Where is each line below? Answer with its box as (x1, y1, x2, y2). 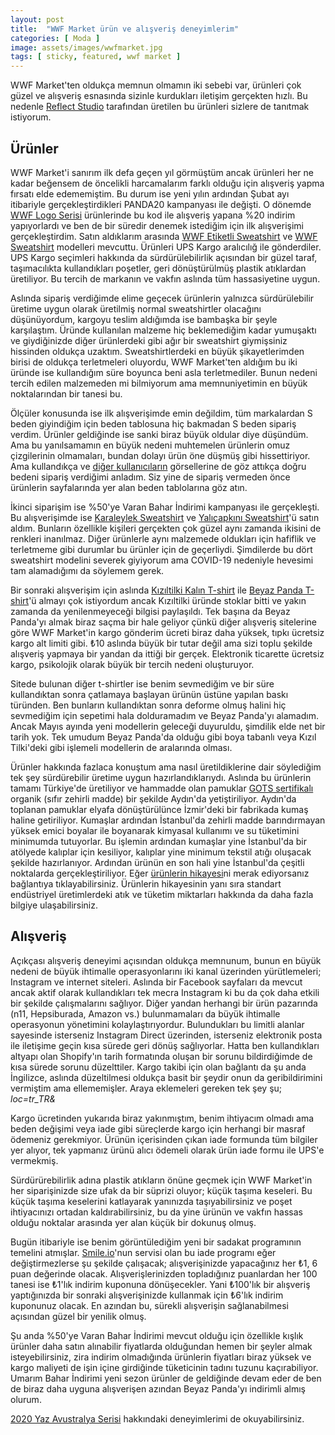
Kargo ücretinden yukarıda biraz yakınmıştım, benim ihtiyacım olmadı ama (10, 1112, 315, 1124)
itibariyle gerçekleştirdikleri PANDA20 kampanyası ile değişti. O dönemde (10, 198, 312, 210)
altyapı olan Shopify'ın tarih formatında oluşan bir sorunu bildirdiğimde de (10, 1050, 313, 1062)
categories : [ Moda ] (10, 33, 101, 43)
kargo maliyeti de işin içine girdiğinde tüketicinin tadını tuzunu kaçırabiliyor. (10, 1361, 319, 1373)
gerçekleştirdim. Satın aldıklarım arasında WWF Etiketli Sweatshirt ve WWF (10, 230, 318, 242)
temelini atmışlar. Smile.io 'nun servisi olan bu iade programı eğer (10, 1246, 277, 1258)
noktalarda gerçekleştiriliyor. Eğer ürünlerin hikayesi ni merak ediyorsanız (10, 867, 310, 879)
